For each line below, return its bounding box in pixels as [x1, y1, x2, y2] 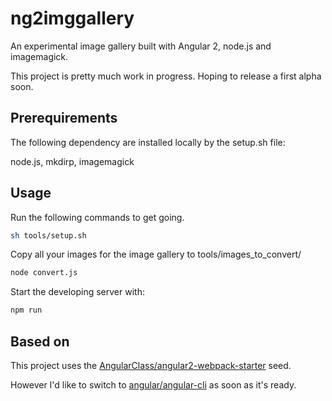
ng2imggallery [10, 7, 135, 30]
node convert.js [10, 268, 78, 278]
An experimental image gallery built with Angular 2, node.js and [10, 40, 272, 52]
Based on [10, 333, 70, 350]
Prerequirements [10, 110, 118, 127]
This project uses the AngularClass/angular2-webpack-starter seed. [10, 360, 292, 371]
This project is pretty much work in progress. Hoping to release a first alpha [10, 70, 322, 82]
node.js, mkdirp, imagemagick [10, 155, 135, 167]
